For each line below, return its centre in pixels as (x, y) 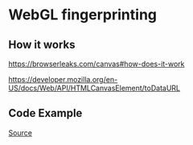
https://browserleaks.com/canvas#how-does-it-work (96, 64)
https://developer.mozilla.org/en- (63, 79)
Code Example (45, 113)
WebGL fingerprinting (82, 15)
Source (20, 133)
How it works (42, 45)
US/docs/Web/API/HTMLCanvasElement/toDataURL (94, 88)
